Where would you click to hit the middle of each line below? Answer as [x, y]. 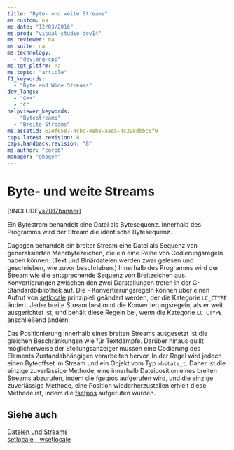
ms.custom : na [28, 20]
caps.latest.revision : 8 [43, 137]
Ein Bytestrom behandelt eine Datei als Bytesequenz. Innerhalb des [104, 224]
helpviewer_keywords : [39, 111]
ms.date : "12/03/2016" [40, 27]
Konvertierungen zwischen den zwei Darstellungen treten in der [99, 282]
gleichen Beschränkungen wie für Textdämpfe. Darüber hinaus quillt [106, 341]
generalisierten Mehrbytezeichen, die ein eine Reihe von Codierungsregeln [115, 253]
